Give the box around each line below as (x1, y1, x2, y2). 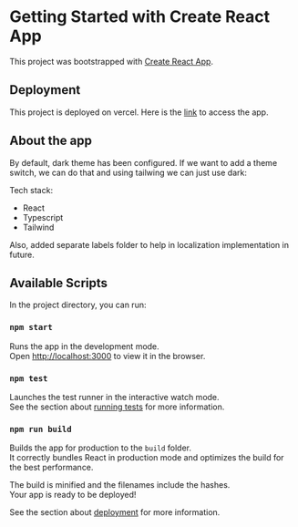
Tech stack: (9, 184, 53, 195)
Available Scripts (9, 275, 108, 291)
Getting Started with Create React (9, 6, 271, 27)
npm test (9, 373, 48, 384)
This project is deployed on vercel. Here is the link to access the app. (9, 107, 269, 118)
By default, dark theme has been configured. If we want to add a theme (9, 157, 278, 168)
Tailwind (22, 222, 55, 232)
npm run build (9, 424, 72, 434)
